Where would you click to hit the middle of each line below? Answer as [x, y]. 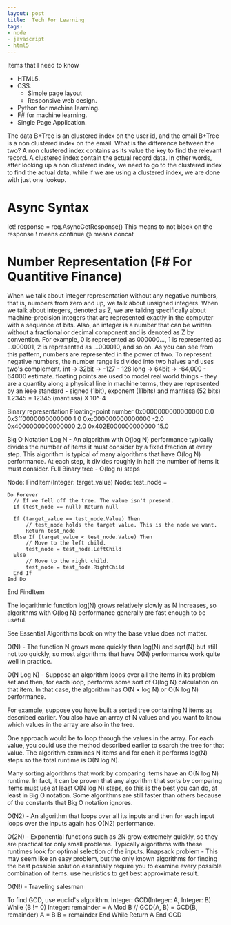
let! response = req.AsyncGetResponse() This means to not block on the [110, 226]
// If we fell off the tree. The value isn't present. [94, 500]
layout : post [26, 13]
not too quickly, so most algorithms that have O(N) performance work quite [114, 654]
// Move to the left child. [66, 543]
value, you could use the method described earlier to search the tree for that [116, 745]
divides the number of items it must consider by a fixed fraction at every [110, 447]
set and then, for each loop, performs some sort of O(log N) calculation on [113, 682]
